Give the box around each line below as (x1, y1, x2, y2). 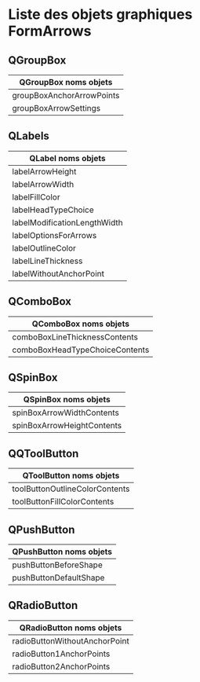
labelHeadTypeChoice (12, 204, 94, 215)
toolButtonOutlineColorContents (12, 483, 130, 494)
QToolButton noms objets (22, 470, 120, 481)
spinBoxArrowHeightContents (12, 420, 122, 431)
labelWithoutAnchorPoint (12, 268, 104, 279)
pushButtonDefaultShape (12, 572, 105, 583)
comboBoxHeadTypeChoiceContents (12, 344, 150, 355)
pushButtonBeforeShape (12, 559, 104, 570)
